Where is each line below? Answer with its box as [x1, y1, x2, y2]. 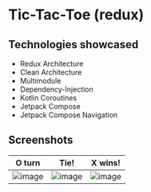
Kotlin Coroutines [19, 93, 77, 102]
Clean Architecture [19, 67, 82, 77]
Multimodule [19, 76, 62, 85]
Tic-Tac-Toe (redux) [8, 6, 145, 24]
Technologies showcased [8, 38, 139, 51]
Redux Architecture [19, 59, 84, 68]
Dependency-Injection [19, 84, 93, 94]
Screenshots [8, 133, 74, 147]
